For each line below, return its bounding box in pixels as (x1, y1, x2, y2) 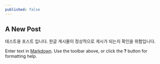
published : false (5, 7, 40, 12)
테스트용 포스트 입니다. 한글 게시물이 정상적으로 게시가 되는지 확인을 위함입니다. (5, 38, 156, 44)
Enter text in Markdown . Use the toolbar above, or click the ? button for (5, 48, 147, 54)
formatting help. (5, 53, 37, 59)
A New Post (5, 25, 41, 33)
